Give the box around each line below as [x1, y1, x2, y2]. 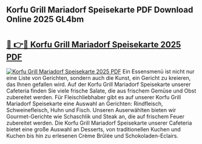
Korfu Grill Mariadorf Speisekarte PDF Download [6, 5, 194, 15]
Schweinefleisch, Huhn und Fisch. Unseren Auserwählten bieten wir [6, 106, 177, 114]
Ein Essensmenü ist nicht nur [122, 68, 195, 75]
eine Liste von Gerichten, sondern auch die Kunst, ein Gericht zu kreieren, [6, 74, 191, 81]
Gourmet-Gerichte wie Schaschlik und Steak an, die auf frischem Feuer [6, 113, 185, 120]
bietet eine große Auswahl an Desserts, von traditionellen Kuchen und [6, 126, 181, 133]
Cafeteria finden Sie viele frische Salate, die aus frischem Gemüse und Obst [6, 87, 197, 94]
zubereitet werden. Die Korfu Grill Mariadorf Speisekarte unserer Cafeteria [6, 119, 192, 126]
